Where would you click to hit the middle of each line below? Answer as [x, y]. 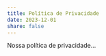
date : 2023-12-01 [32, 20]
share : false [26, 26]
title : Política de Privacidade [53, 13]
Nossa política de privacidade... [52, 46]
